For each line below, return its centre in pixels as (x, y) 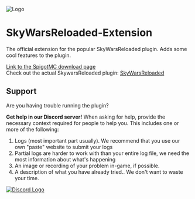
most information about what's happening (65, 159)
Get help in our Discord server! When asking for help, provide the (86, 117)
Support (21, 91)
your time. (27, 178)
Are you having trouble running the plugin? (58, 105)
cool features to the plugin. (39, 55)
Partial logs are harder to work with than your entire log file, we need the (102, 153)
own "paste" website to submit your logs (64, 147)
